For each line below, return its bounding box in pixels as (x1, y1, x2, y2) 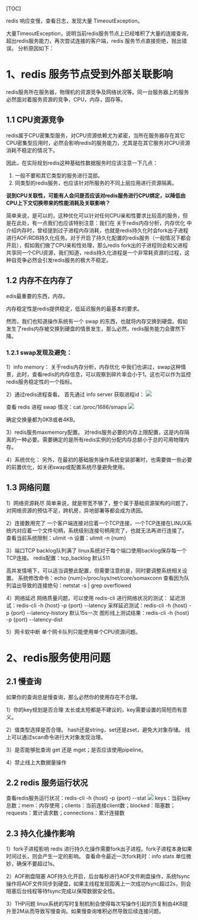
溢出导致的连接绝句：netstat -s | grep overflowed (11, 582, 131, 589)
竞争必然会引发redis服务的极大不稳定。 (16, 256, 112, 264)
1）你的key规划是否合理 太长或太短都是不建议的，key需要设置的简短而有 (6, 706, 182, 713)
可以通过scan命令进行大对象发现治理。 (11, 733, 106, 741)
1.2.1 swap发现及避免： (6, 348, 73, 357)
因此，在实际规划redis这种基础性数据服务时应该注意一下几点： (6, 159, 158, 166)
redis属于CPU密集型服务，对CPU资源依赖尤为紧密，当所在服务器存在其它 (6, 132, 185, 139)
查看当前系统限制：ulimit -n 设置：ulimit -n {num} (6, 534, 126, 541)
